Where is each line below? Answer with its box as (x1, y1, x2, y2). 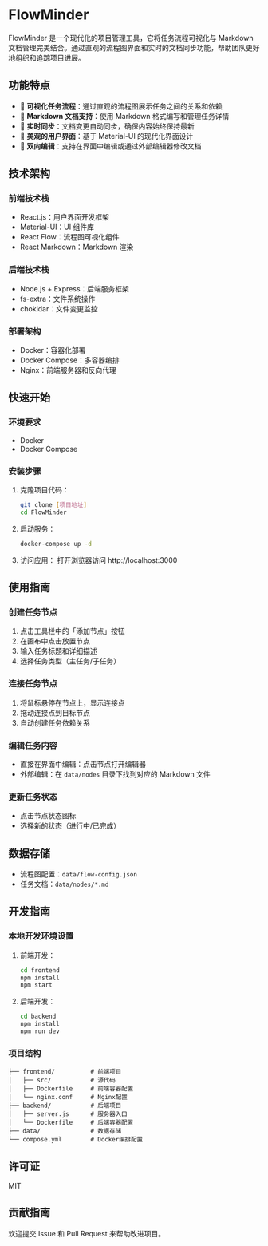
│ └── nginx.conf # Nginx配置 (8, 1094, 128, 1102)
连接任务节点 (8, 678, 58, 690)
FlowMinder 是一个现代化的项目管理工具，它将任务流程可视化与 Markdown (8, 33, 254, 42)
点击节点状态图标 (19, 811, 77, 821)
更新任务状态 (8, 791, 58, 802)
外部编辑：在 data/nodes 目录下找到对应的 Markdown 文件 (19, 769, 211, 779)
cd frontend (19, 966, 60, 975)
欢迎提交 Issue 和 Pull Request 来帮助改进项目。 (8, 1228, 166, 1238)
